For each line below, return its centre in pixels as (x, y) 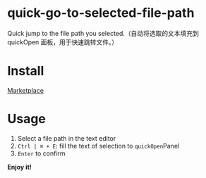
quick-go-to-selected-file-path (101, 13)
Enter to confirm (41, 153)
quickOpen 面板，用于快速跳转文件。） (63, 42)
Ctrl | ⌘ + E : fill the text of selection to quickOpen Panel (98, 146)
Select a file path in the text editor (67, 138)
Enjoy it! (19, 167)
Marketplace (26, 90)
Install (26, 71)
